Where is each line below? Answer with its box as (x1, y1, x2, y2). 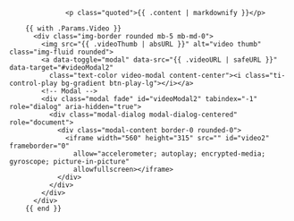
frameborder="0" (9, 141, 70, 150)
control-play (9, 79, 58, 88)
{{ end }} (25, 204, 63, 213)
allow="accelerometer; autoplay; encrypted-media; (72, 149, 266, 158)
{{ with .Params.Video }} (25, 24, 122, 33)
